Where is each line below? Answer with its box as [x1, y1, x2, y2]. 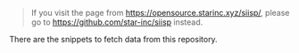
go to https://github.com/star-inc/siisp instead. [30, 17, 203, 27]
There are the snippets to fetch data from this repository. [9, 34, 218, 44]
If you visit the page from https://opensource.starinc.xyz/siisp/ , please [30, 8, 290, 18]
